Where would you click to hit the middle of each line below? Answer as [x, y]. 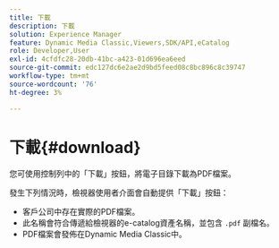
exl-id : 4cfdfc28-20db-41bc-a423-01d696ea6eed [97, 59]
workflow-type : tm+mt [50, 76]
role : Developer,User [50, 51]
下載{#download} [75, 147]
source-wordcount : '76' [54, 84]
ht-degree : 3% [36, 92]
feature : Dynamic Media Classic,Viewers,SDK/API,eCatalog [119, 43]
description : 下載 [42, 26]
